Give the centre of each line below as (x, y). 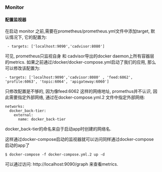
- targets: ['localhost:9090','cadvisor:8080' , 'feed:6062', (69, 77)
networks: (15, 107)
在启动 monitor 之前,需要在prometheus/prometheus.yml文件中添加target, (77, 31)
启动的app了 (17, 145)
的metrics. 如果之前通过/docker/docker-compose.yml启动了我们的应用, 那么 (81, 62)
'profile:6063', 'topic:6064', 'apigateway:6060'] (57, 82)
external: (24, 115)
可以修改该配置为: (23, 68)
